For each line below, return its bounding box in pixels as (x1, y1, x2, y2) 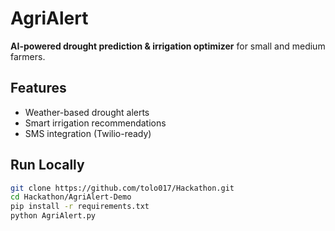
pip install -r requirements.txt (10, 202, 150, 212)
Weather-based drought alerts (24, 106, 150, 118)
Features (10, 80, 67, 97)
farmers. (10, 50, 46, 62)
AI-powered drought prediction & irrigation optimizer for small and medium (10, 40, 326, 52)
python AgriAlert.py (10, 211, 97, 221)
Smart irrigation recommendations (24, 117, 167, 129)
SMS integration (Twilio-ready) (24, 127, 152, 139)
